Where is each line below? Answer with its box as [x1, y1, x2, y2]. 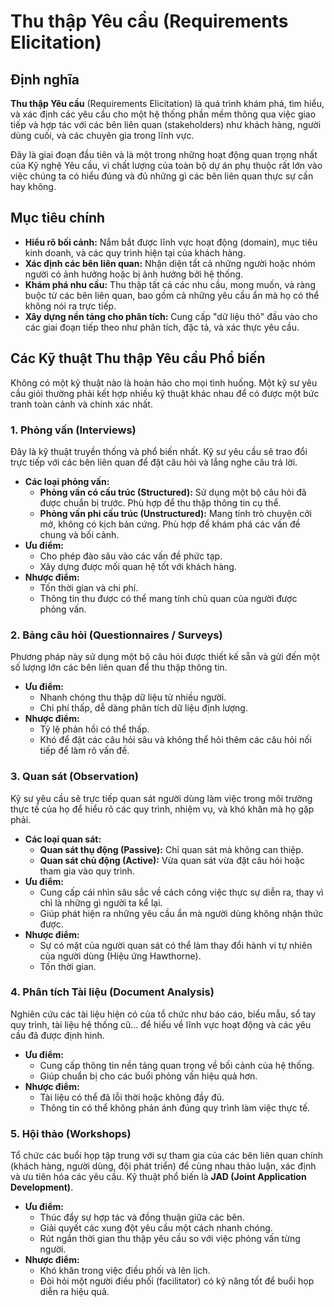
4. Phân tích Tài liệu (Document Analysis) [10, 985, 215, 999]
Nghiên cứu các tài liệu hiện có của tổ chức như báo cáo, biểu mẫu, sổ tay [10, 1008, 317, 1020]
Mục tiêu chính [10, 210, 106, 227]
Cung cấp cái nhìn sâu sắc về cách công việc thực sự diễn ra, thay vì [39, 886, 324, 898]
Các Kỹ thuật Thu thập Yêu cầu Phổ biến [10, 350, 266, 367]
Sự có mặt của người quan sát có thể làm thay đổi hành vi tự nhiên [39, 939, 313, 951]
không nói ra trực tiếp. [24, 300, 117, 312]
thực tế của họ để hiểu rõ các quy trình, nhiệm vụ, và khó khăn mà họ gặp [10, 803, 315, 815]
